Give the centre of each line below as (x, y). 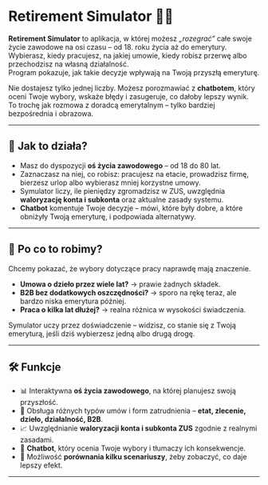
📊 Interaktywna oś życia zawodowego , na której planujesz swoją (128, 391)
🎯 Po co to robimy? (55, 249)
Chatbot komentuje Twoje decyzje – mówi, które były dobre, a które (131, 208)
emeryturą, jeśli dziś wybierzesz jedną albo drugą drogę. (102, 333)
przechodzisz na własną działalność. (69, 64)
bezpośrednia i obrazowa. (51, 113)
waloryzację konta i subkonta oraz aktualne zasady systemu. (122, 199)
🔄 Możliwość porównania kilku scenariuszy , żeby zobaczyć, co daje (133, 457)
